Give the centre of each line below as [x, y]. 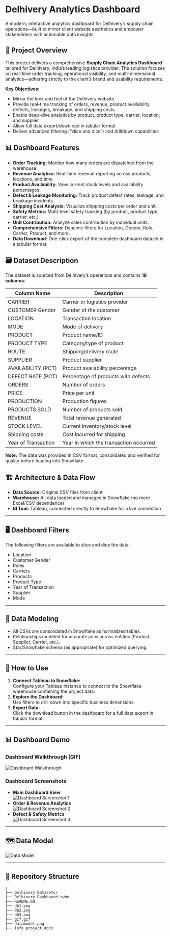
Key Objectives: [22, 89]
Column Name [33, 293]
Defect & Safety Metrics [38, 814]
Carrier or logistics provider [95, 302]
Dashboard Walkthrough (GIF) [43, 757]
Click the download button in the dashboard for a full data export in [83, 713]
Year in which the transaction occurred [109, 443]
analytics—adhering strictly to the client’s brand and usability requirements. [84, 79]
